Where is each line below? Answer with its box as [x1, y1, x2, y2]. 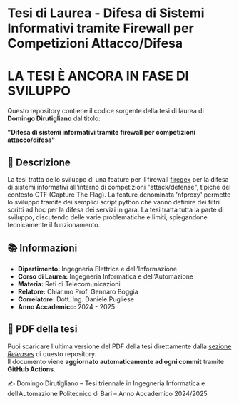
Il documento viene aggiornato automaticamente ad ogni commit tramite [7, 357, 225, 366]
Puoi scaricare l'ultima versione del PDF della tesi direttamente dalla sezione [7, 342, 232, 351]
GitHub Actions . [7, 365, 56, 373]
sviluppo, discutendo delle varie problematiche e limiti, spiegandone [7, 212, 208, 222]
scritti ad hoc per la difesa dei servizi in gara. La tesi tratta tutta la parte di [7, 205, 224, 214]
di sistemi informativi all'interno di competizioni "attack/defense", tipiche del [7, 182, 231, 191]
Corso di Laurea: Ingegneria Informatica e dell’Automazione [17, 272, 194, 281]
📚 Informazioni [7, 242, 78, 254]
